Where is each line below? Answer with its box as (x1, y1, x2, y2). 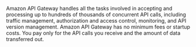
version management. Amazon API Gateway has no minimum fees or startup (6, 23, 191, 30)
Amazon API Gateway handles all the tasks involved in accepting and (6, 5, 173, 12)
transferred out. (6, 36, 44, 42)
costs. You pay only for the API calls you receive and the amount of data (6, 30, 181, 37)
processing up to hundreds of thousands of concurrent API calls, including (6, 11, 187, 18)
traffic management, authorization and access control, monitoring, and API (6, 17, 187, 24)
